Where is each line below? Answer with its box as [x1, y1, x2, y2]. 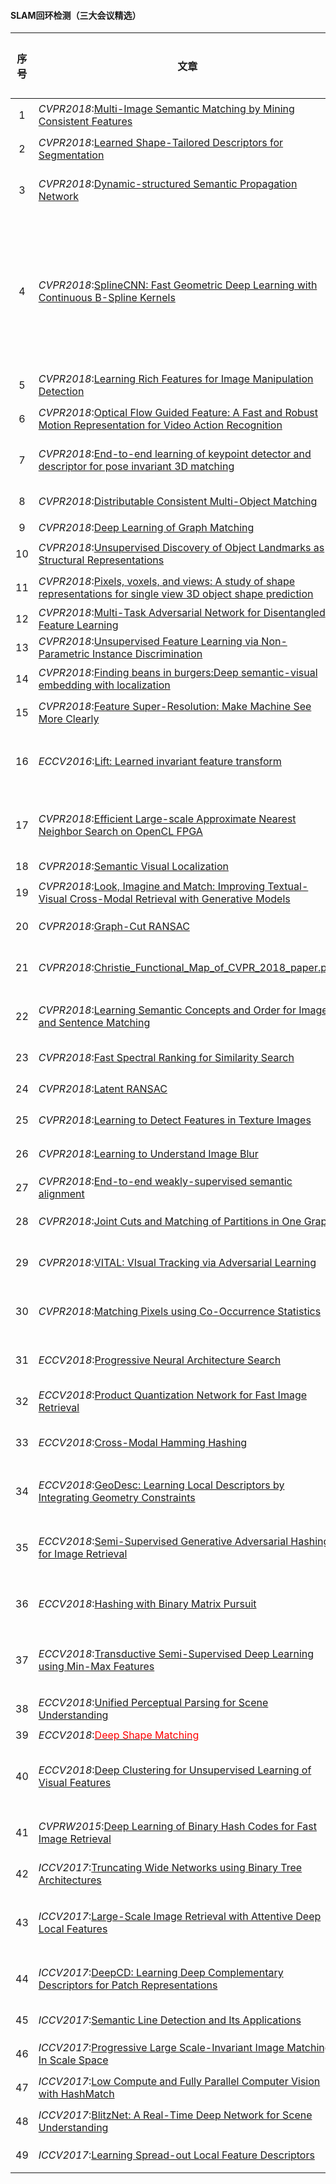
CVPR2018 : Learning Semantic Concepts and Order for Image [38, 1003, 328, 1017]
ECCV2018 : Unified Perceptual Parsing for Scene [38, 1696, 269, 1710]
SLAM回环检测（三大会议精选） [10, 9, 142, 21]
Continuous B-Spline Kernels [38, 291, 176, 305]
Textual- [267, 880, 309, 894]
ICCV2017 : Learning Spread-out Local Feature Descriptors [38, 2148, 315, 2162]
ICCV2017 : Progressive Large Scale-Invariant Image [38, 2041, 285, 2055]
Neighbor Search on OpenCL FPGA [38, 825, 203, 839]
